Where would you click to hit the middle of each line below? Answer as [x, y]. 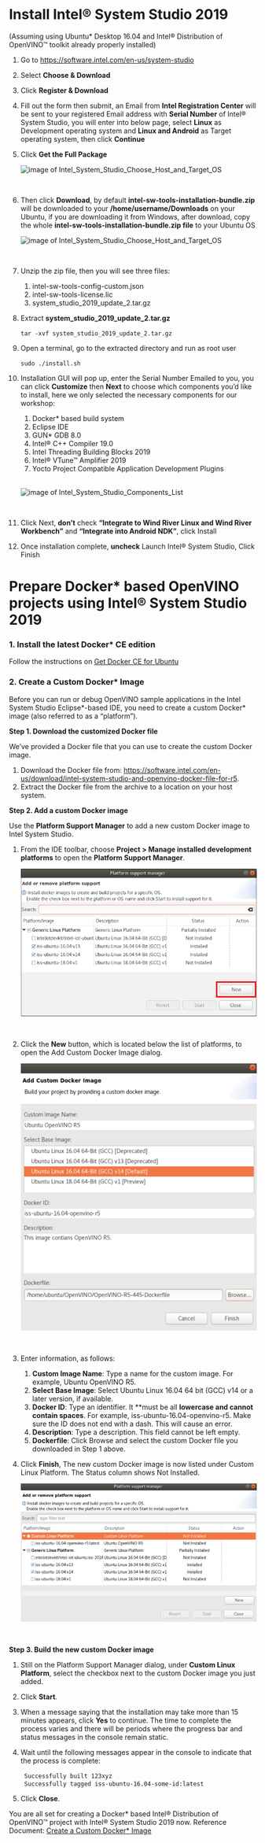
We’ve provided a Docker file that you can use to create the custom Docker [131, 746]
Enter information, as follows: [68, 1358]
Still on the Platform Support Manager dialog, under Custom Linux [128, 1665]
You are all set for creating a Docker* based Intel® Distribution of [114, 1814]
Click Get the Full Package [64, 154]
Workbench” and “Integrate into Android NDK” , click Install [118, 531]
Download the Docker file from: [71, 770]
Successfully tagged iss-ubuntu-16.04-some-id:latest [114, 1784]
